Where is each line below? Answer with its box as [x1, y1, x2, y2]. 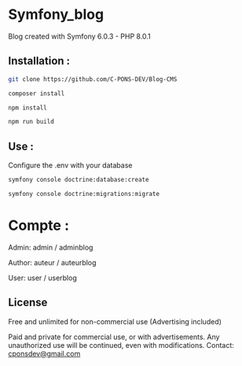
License [8, 296, 48, 309]
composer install [8, 89, 65, 98]
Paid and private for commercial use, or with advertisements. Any [8, 332, 220, 342]
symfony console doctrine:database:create [8, 176, 149, 184]
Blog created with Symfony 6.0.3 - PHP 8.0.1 [8, 31, 151, 41]
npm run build [8, 118, 55, 126]
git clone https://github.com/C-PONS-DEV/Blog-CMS [8, 75, 178, 83]
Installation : [8, 54, 71, 68]
